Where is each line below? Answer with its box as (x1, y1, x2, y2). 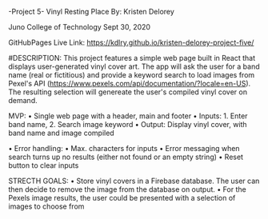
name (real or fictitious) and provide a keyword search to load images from (8, 70, 255, 79)
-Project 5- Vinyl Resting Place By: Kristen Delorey (8, 7, 174, 16)
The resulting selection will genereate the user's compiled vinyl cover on (8, 87, 248, 97)
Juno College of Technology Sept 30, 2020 (8, 22, 150, 31)
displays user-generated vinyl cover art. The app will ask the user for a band (8, 62, 260, 71)
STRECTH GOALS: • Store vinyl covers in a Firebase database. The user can (8, 176, 260, 185)
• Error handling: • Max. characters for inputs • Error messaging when (8, 144, 240, 153)
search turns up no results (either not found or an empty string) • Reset (8, 152, 244, 161)
